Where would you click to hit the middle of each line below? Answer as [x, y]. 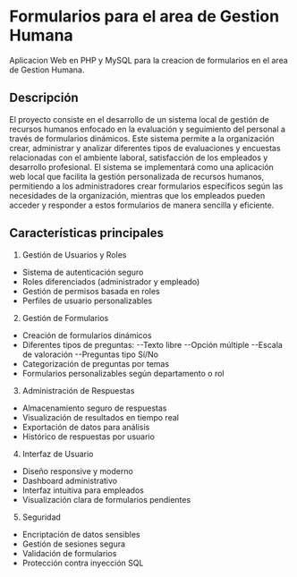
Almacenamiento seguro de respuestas [94, 408]
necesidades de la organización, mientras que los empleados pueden [137, 195]
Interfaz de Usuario [58, 454]
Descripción [44, 98]
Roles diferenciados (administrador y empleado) [111, 281]
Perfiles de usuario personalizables [87, 301]
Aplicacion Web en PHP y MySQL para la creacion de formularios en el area [148, 60]
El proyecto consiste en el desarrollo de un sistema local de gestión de [140, 119]
